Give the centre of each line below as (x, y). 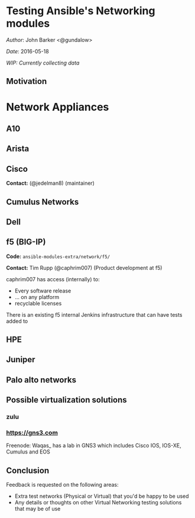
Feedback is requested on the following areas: (63, 485)
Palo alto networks (41, 380)
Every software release (43, 291)
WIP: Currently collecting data (43, 63)
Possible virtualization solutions (66, 400)
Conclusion (28, 470)
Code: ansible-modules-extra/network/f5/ (58, 256)
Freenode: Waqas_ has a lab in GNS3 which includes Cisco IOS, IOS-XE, (94, 446)
